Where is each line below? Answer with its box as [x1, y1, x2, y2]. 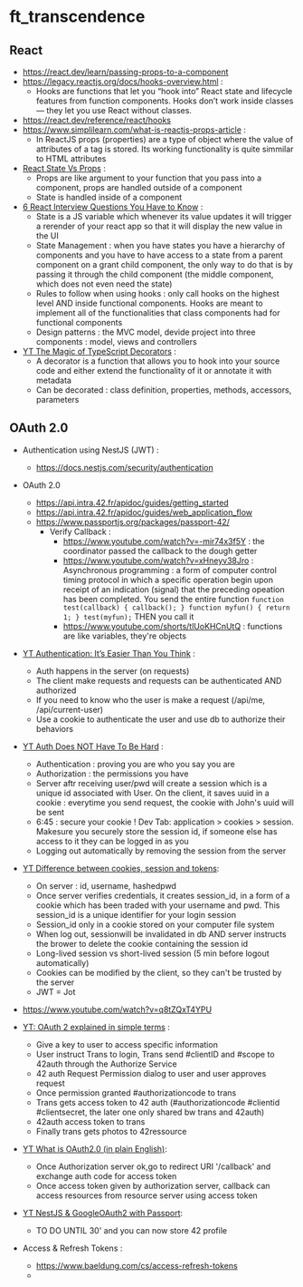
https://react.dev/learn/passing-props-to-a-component [22, 66, 229, 77]
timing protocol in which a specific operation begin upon [62, 574, 274, 585]
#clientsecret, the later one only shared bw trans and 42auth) [35, 1107, 265, 1117]
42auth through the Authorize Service [35, 1058, 178, 1069]
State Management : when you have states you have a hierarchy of [35, 240, 286, 250]
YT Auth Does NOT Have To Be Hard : [22, 741, 165, 752]
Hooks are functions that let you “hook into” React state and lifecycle [35, 86, 293, 96]
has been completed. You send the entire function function [62, 593, 285, 604]
